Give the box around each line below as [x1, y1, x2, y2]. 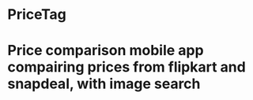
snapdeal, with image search [7, 75, 201, 93]
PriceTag [7, 6, 66, 24]
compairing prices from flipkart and [7, 58, 246, 76]
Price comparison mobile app [7, 42, 204, 60]
